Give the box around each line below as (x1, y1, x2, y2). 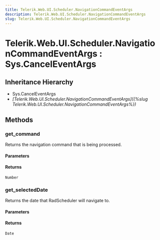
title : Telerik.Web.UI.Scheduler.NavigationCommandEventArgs (5, 7, 133, 12)
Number (5, 175, 19, 180)
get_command (5, 130, 40, 137)
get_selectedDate (5, 186, 48, 193)
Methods (5, 116, 33, 124)
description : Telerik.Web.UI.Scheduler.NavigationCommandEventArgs (5, 12, 146, 17)
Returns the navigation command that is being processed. (5, 142, 122, 148)
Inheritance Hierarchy (5, 78, 74, 86)
